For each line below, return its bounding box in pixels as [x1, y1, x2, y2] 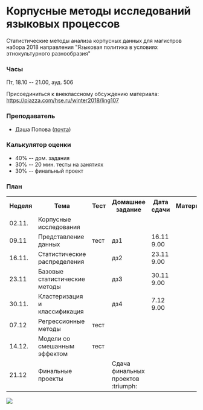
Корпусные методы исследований [6, 4, 192, 18]
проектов [111, 374, 140, 383]
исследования [38, 223, 80, 231]
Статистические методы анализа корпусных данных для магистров [6, 37, 182, 44]
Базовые [38, 267, 64, 276]
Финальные [38, 367, 72, 376]
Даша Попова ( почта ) [14, 126, 71, 133]
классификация [38, 307, 84, 316]
